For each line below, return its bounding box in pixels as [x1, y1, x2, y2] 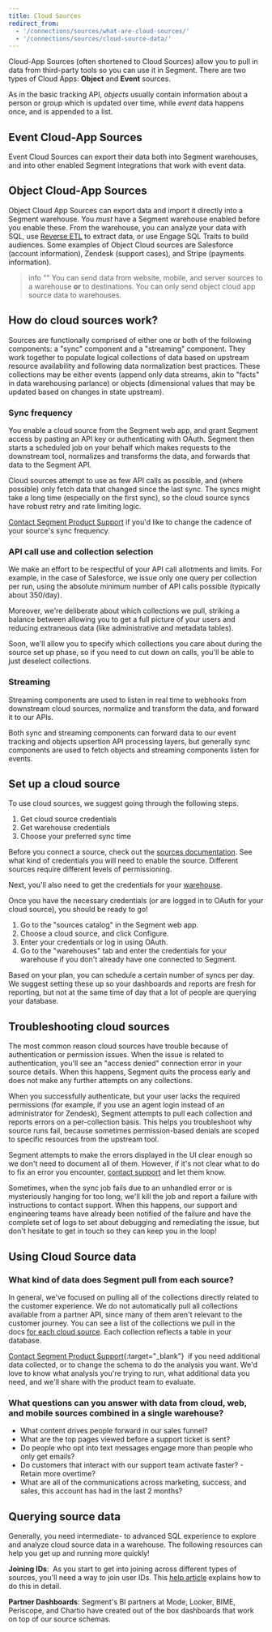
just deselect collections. [8, 656, 91, 666]
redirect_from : [8, 19, 60, 28]
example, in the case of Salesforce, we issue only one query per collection [8, 573, 257, 583]
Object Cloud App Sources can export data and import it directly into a [8, 205, 244, 215]
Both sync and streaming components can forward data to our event [8, 727, 236, 738]
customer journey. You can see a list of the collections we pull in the [8, 1318, 236, 1328]
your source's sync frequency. [8, 525, 111, 535]
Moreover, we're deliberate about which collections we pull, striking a [8, 606, 240, 616]
